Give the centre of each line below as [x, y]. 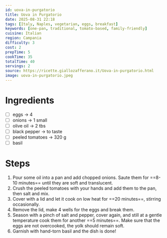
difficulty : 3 [20, 43]
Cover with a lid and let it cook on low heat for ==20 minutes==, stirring [87, 199]
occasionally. [26, 204]
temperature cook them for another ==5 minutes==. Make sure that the [86, 220]
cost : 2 [13, 47]
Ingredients [30, 101]
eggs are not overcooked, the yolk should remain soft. [68, 226]
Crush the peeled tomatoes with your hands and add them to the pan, [85, 188]
